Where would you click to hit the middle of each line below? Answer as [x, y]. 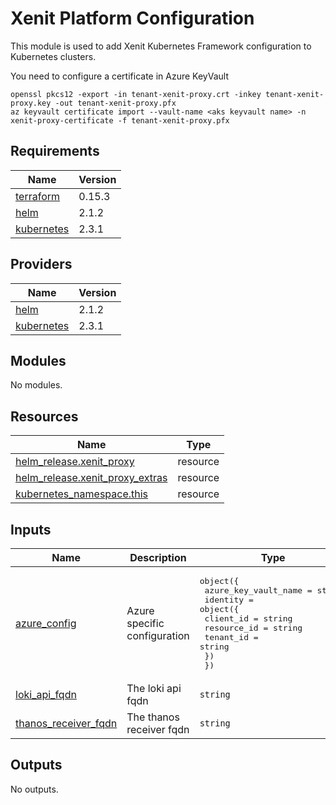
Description [158, 557]
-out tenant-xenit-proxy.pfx [115, 103]
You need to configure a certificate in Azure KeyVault [119, 76]
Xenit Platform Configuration [132, 18]
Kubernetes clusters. [53, 56]
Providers [41, 264]
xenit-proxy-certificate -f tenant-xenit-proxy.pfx [120, 120]
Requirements [55, 151]
